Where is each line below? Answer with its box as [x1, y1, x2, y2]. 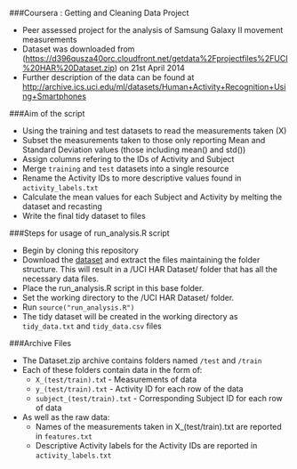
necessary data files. [21, 273, 100, 284]
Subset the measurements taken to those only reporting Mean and [21, 135, 266, 145]
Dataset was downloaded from [21, 44, 135, 54]
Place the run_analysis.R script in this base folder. [21, 283, 205, 293]
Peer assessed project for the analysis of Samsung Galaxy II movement [21, 25, 284, 35]
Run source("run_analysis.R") [21, 302, 135, 312]
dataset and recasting [21, 201, 102, 212]
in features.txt [35, 431, 93, 441]
